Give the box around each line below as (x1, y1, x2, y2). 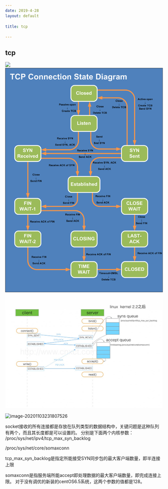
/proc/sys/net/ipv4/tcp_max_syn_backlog (5, 435, 91, 441)
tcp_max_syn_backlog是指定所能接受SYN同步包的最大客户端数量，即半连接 (5, 455, 161, 461)
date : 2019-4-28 (5, 8, 39, 13)
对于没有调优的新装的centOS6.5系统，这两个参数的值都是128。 (14, 478, 145, 484)
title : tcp (5, 24, 28, 29)
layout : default (5, 13, 39, 19)
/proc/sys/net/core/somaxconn (5, 445, 69, 451)
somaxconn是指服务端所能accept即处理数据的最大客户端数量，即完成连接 (5, 472, 157, 478)
